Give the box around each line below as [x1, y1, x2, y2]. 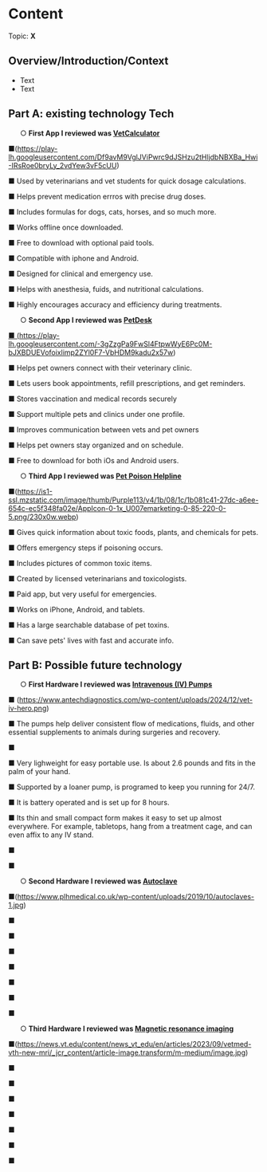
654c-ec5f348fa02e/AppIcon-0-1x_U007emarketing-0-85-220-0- [8, 503, 227, 513]
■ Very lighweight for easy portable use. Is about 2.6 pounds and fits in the [8, 758, 257, 768]
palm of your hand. [8, 767, 71, 777]
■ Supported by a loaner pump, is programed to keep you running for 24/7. [8, 782, 255, 792]
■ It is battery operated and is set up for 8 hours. [8, 798, 170, 808]
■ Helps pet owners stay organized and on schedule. [8, 440, 184, 450]
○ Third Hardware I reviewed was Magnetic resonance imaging [19, 1024, 234, 1033]
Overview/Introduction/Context [8, 54, 169, 68]
